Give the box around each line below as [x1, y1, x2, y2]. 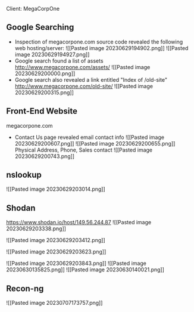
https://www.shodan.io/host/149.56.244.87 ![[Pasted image [6, 219, 152, 226]
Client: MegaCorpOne [6, 5, 60, 12]
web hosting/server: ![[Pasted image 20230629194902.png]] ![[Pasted [14, 44, 189, 51]
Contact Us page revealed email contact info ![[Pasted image [14, 134, 165, 141]
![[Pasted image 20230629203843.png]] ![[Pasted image [6, 260, 147, 267]
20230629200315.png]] [14, 89, 74, 96]
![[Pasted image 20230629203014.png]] [6, 186, 105, 193]
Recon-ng [6, 283, 44, 294]
